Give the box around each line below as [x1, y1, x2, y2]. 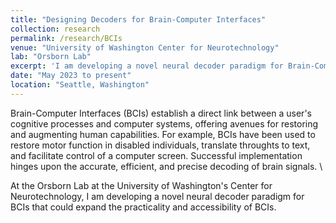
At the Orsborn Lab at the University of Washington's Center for [10, 179, 273, 191]
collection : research [10, 24, 101, 34]
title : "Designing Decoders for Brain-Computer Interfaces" [10, 14, 267, 25]
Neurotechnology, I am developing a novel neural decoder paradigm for [10, 190, 305, 202]
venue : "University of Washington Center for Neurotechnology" [10, 42, 280, 53]
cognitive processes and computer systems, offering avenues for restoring [10, 117, 319, 130]
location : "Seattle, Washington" [10, 80, 150, 90]
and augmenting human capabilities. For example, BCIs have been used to [10, 128, 316, 140]
